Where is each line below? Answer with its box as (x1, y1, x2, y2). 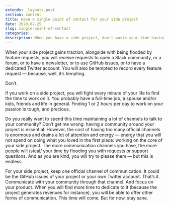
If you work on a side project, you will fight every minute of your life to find (5, 90, 159, 96)
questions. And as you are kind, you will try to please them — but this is (5, 153, 153, 159)
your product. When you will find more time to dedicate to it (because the (5, 184, 157, 190)
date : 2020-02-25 (5, 21, 42, 27)
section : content (5, 12, 42, 17)
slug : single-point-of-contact (5, 26, 71, 31)
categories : (5, 31, 30, 36)
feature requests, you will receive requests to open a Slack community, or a (5, 54, 162, 60)
